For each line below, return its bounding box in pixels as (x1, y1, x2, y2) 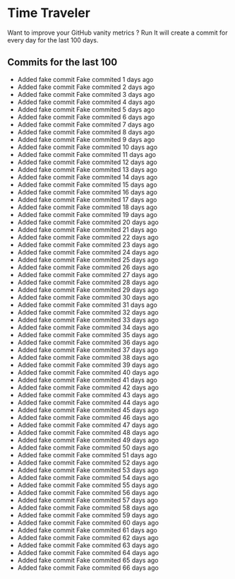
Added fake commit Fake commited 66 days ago (17, 563, 159, 572)
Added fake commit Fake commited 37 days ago (17, 345, 159, 354)
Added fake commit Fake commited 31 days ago (17, 300, 157, 309)
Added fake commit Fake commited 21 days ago (17, 225, 157, 234)
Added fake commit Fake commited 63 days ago (17, 541, 159, 549)
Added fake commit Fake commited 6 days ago (17, 112, 155, 121)
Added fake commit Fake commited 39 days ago (17, 361, 159, 369)
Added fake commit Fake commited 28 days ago (17, 278, 159, 286)
